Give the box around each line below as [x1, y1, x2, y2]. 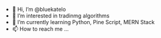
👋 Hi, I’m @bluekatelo [12, 6, 66, 13]
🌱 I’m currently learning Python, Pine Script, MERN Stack [12, 19, 155, 25]
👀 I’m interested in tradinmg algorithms [12, 12, 110, 19]
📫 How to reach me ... [12, 25, 69, 33]
